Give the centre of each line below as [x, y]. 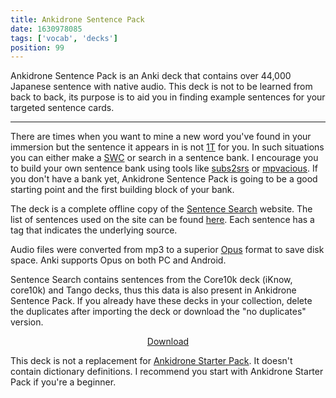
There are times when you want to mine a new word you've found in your [161, 137]
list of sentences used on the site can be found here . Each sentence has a [162, 220]
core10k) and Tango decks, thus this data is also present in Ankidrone [153, 290]
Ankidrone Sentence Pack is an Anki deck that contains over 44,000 [151, 76]
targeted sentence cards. [62, 108]
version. [27, 322]
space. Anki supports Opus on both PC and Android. [118, 260]
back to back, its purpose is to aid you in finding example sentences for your [168, 97]
